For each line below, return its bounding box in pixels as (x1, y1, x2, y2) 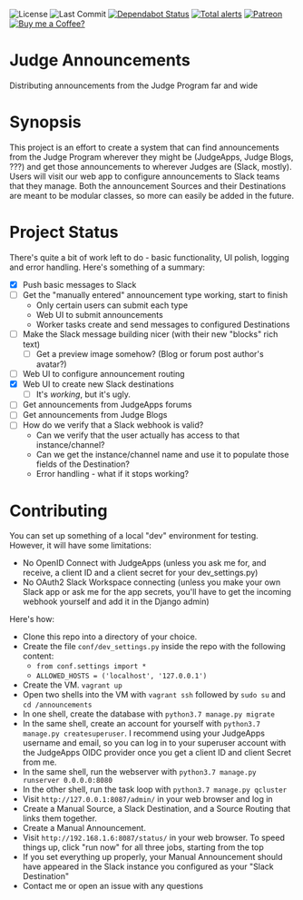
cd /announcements (22, 700, 93, 710)
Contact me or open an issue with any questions (22, 881, 204, 892)
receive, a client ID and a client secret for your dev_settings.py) (22, 568, 259, 579)
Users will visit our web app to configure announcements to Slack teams (9, 171, 280, 182)
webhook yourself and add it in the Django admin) (22, 596, 210, 608)
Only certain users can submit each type (35, 300, 189, 311)
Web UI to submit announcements (35, 309, 163, 320)
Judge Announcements (9, 50, 191, 71)
